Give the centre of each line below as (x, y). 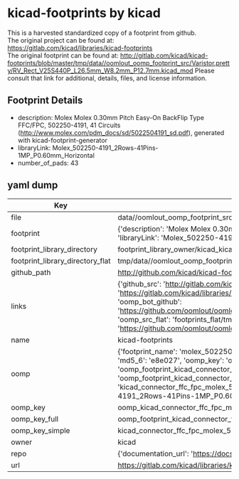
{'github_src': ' (141, 284)
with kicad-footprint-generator (63, 140)
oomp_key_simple (41, 430)
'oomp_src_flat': (144, 319)
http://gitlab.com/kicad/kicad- (164, 55)
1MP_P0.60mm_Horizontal (56, 155)
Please (205, 70)
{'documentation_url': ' (155, 453)
